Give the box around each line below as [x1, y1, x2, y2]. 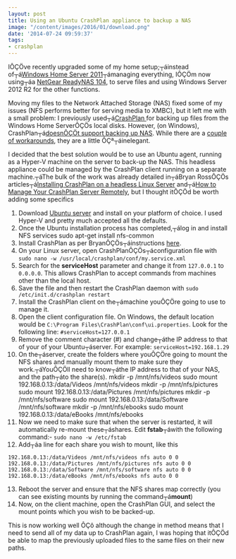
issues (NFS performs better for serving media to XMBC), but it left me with [8, 107, 227, 114]
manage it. [18, 305, 49, 313]
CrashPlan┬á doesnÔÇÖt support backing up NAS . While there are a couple [8, 129, 228, 137]
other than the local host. [18, 276, 92, 285]
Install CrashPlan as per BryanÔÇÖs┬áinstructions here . [18, 239, 182, 247]
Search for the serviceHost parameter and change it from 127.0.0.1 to [18, 261, 224, 269]
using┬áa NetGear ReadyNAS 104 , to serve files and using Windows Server [8, 78, 228, 86]
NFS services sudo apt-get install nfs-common [18, 231, 154, 240]
